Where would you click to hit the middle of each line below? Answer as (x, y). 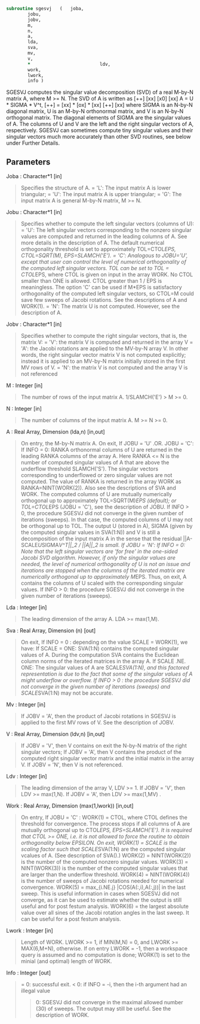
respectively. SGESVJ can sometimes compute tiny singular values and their (100, 130)
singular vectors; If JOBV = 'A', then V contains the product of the (101, 752)
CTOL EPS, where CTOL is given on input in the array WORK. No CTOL (107, 274)
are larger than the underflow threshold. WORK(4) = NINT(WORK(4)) (105, 875)
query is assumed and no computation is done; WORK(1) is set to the (105, 955)
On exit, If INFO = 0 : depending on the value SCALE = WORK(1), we (104, 642)
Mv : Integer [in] (26, 705)
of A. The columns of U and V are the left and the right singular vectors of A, (100, 124)
